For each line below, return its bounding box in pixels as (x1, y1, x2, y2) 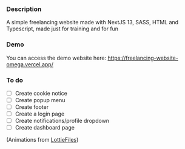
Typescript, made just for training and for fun (6, 25, 119, 32)
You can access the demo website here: (6, 54, 107, 61)
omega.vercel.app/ (6, 60, 53, 68)
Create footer (15, 103, 49, 111)
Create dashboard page (15, 124, 75, 131)
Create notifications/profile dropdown (15, 117, 110, 125)
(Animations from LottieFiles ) (6, 136, 79, 144)
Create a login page (15, 110, 65, 117)
